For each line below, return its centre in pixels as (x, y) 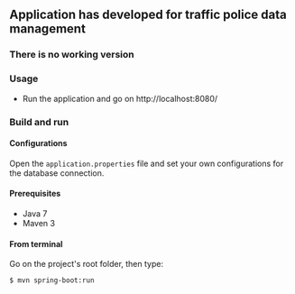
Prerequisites (35, 194)
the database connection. (57, 173)
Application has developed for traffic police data (148, 15)
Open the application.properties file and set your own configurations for (147, 163)
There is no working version (72, 55)
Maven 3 (39, 223)
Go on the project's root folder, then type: (87, 264)
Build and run (39, 122)
